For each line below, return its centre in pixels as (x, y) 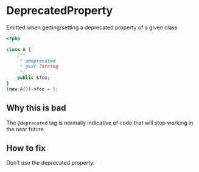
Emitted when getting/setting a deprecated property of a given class (92, 27)
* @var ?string (39, 67)
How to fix (26, 149)
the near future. (26, 129)
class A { (19, 49)
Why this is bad (36, 108)
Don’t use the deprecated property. (51, 163)
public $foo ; (34, 78)
